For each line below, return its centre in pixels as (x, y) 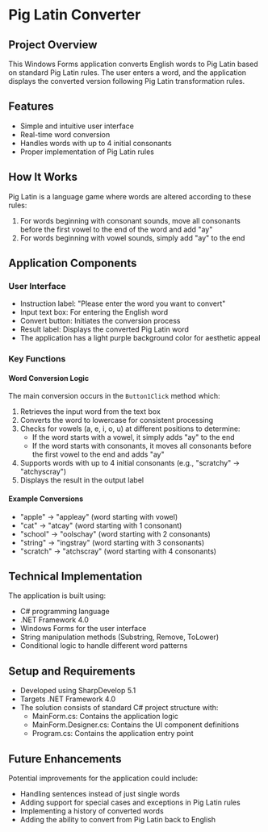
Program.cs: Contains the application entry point (113, 734)
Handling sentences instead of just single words (100, 794)
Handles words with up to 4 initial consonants (96, 143)
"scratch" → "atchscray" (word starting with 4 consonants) (118, 551)
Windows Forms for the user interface (83, 629)
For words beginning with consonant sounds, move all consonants (130, 220)
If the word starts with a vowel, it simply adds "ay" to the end (134, 437)
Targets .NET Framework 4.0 (68, 699)
